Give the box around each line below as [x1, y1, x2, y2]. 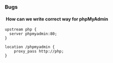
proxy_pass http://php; [14, 49, 64, 54]
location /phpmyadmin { [5, 44, 55, 49]
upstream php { [5, 27, 37, 32]
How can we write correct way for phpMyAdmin [6, 16, 108, 22]
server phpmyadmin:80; [9, 31, 57, 36]
